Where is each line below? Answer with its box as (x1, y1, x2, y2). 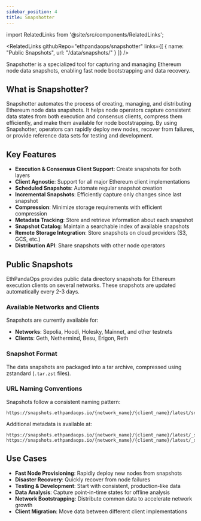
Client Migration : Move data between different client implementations (14, 508, 187, 515)
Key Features (6, 149, 57, 160)
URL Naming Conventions (6, 385, 83, 393)
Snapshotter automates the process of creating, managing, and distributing (6, 100, 191, 107)
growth (14, 501, 33, 508)
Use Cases (6, 454, 47, 464)
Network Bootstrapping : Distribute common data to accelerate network (14, 495, 193, 502)
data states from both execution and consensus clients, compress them (6, 113, 183, 120)
